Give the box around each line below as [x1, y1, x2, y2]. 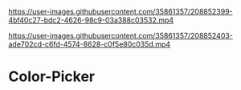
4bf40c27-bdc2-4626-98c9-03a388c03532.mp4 [8, 15, 174, 25]
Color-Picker [8, 67, 96, 86]
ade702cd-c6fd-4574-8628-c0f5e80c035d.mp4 [8, 39, 171, 49]
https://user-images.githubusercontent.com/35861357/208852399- [8, 7, 233, 16]
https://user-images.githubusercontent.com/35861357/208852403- [8, 31, 233, 40]
